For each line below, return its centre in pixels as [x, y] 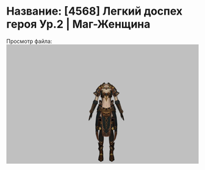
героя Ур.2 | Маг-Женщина [78, 24]
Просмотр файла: [29, 41]
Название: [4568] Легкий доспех [95, 11]
